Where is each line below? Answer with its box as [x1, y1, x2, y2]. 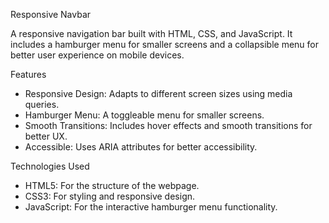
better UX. [24, 130, 68, 142]
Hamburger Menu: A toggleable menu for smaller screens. [24, 109, 265, 121]
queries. [24, 99, 60, 110]
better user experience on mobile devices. [10, 49, 185, 61]
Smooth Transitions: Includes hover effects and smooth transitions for [24, 120, 313, 131]
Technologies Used [10, 160, 90, 172]
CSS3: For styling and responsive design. [24, 190, 196, 202]
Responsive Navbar [10, 9, 92, 20]
